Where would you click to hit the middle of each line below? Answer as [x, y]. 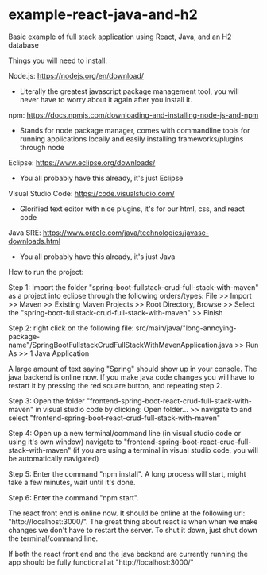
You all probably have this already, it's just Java [97, 257]
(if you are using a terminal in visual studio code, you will [165, 450]
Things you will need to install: [58, 60]
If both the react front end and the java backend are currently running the [128, 554]
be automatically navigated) [54, 458]
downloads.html [35, 241]
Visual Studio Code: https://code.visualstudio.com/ [91, 193]
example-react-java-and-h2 [103, 15]
